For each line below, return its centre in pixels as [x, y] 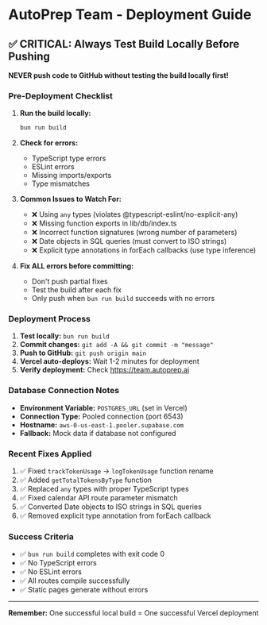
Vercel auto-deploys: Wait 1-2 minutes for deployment [110, 361]
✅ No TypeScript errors [58, 563]
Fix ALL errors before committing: [77, 266]
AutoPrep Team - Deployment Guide [130, 15]
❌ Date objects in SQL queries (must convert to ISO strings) [129, 241]
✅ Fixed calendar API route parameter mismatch [99, 498]
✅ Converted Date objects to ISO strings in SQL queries [111, 507]
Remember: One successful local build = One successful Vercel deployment [133, 613]
